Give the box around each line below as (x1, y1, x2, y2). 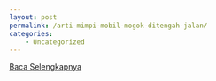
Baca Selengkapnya (9, 62, 82, 72)
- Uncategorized (25, 37, 86, 47)
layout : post (9, 12, 58, 22)
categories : (9, 29, 53, 38)
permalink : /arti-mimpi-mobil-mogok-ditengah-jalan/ (9, 21, 208, 30)
